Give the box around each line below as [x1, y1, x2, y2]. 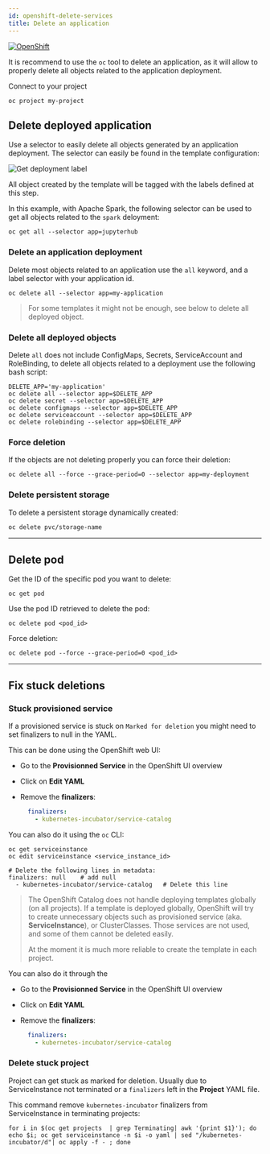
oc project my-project [8, 97, 84, 105]
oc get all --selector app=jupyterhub [8, 228, 138, 236]
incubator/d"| [8, 1138, 56, 1146]
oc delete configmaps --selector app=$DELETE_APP [8, 403, 178, 412]
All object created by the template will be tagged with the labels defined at [8, 180, 255, 189]
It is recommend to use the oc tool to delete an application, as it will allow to [8, 57, 259, 67]
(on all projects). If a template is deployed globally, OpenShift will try [27, 903, 255, 912]
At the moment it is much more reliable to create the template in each [27, 944, 257, 954]
